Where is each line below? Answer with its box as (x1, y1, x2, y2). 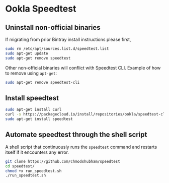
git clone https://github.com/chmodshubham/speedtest (5, 159, 121, 164)
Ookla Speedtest (5, 3, 76, 15)
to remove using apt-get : (5, 70, 57, 76)
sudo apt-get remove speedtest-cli (5, 80, 80, 85)
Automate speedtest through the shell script (5, 131, 147, 139)
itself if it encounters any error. (5, 149, 69, 155)
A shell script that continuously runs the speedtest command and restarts (5, 144, 157, 150)
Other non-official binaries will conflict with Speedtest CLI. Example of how (5, 65, 161, 71)
